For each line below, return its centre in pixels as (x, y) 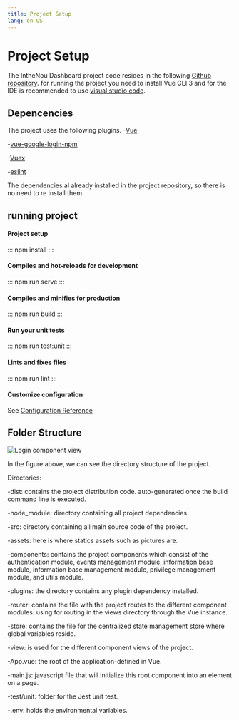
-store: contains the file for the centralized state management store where (116, 626)
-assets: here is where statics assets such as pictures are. (93, 540)
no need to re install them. (46, 193)
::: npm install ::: (31, 250)
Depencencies (40, 113)
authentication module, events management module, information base (111, 562)
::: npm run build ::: (35, 314)
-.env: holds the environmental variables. (68, 710)
